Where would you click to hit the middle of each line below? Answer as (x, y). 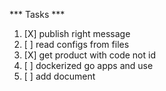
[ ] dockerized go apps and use (88, 65)
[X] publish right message (77, 33)
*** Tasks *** (37, 14)
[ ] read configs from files (76, 44)
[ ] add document (59, 76)
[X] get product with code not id (89, 55)
